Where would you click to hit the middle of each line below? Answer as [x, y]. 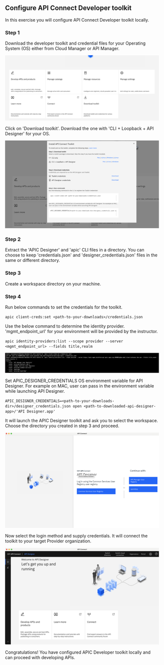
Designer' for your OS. [28, 134]
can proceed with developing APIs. [40, 657]
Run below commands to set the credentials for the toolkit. [64, 307]
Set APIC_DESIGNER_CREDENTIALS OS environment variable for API [74, 381]
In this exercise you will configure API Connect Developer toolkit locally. [77, 20]
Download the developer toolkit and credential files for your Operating [75, 43]
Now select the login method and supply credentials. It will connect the [76, 536]
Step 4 [13, 296]
